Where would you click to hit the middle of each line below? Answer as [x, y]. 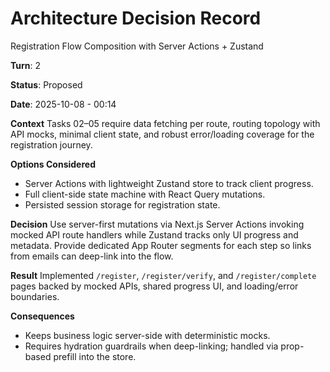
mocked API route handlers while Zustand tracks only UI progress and [154, 234]
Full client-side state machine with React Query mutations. [145, 194]
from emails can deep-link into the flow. [92, 256]
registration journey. [51, 144]
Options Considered [53, 164]
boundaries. [35, 296]
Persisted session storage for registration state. [122, 204]
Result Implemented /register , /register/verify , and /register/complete [163, 275]
